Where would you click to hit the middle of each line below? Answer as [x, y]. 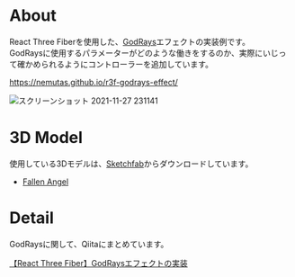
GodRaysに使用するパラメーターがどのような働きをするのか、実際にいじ [144, 53]
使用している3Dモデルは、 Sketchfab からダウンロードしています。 [131, 164]
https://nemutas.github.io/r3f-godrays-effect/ [94, 82]
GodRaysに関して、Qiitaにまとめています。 [89, 244]
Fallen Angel [45, 182]
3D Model [46, 138]
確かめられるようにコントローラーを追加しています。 [115, 64]
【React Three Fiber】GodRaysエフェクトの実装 [99, 263]
